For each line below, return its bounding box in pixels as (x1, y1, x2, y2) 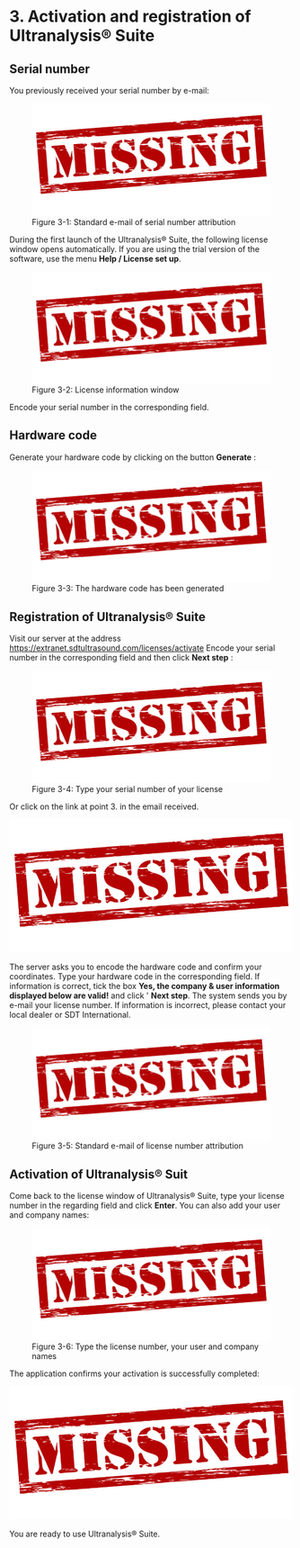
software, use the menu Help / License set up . (9, 253, 181, 264)
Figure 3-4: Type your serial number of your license (31, 783, 223, 794)
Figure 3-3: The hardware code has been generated (31, 583, 225, 594)
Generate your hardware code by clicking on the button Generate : (9, 452, 257, 463)
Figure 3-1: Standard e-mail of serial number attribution (31, 216, 236, 227)
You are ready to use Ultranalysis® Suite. (9, 1528, 161, 1539)
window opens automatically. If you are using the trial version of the (9, 243, 260, 254)
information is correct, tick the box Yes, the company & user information (9, 980, 280, 991)
